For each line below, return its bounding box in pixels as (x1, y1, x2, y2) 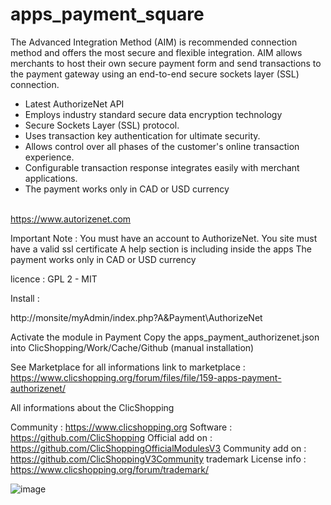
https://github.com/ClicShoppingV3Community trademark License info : (10, 453, 307, 465)
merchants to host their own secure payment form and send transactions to (10, 57, 322, 69)
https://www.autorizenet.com (10, 213, 132, 225)
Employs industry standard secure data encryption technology (24, 108, 283, 120)
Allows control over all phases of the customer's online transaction (24, 140, 300, 152)
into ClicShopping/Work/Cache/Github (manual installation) (10, 341, 255, 353)
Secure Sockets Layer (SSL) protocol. (24, 119, 180, 131)
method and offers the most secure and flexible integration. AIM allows (10, 46, 303, 58)
